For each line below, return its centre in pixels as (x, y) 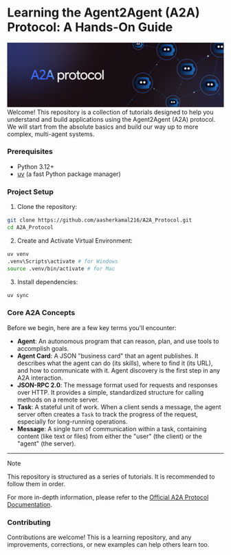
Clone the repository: (47, 207)
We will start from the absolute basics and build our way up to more (103, 127)
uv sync (18, 295)
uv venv (18, 254)
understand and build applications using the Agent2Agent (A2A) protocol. (111, 119)
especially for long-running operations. (73, 422)
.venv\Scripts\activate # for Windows (63, 261)
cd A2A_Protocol (30, 228)
